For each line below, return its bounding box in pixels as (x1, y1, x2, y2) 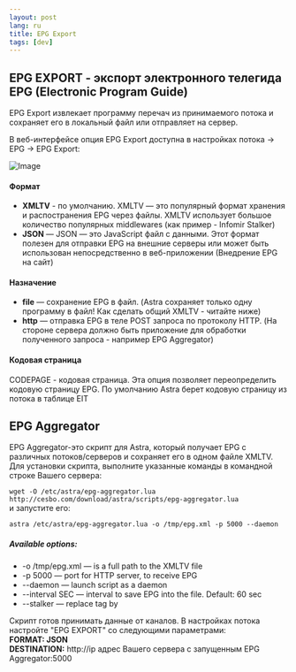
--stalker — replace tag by (21, 599, 118, 609)
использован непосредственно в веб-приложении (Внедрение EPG (21, 248, 278, 258)
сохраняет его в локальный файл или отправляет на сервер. (9, 117, 239, 128)
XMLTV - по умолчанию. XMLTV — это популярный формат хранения (21, 201, 285, 211)
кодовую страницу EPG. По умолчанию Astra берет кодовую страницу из (9, 384, 287, 394)
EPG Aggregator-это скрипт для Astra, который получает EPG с (9, 442, 247, 453)
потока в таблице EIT (9, 393, 89, 403)
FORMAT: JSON (9, 634, 69, 645)
